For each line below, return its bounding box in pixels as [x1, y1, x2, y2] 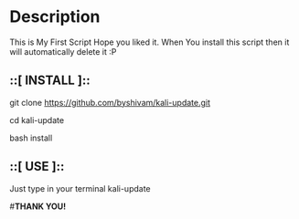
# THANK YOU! [9, 201, 67, 212]
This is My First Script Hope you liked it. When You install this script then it [9, 36, 290, 47]
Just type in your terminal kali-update [9, 182, 151, 193]
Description [9, 6, 101, 27]
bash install [9, 132, 53, 143]
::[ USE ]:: [9, 159, 65, 174]
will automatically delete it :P [9, 46, 117, 57]
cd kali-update [9, 114, 65, 125]
